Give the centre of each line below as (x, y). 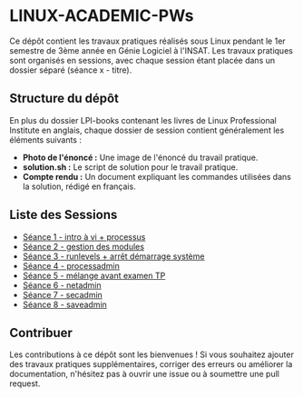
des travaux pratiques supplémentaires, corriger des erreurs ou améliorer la (151, 364)
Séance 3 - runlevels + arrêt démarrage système (113, 256)
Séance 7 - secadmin (62, 294)
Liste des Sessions (64, 215)
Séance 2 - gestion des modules (83, 246)
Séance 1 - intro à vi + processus (84, 236)
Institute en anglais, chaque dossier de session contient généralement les (147, 130)
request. (25, 383)
